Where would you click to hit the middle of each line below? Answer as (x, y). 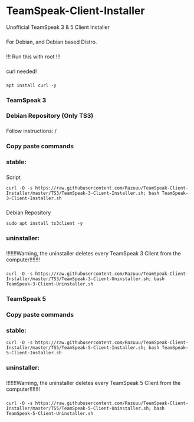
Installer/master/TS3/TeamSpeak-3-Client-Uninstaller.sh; (79, 279)
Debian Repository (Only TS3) (50, 116)
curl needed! (22, 71)
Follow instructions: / (32, 131)
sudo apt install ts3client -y (45, 224)
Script (13, 177)
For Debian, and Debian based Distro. (52, 42)
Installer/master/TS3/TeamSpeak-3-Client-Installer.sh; (76, 193)
